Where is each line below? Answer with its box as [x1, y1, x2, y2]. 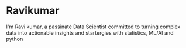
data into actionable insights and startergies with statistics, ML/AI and [6, 29, 174, 36]
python [6, 35, 23, 42]
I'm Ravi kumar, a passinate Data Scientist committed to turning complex [6, 23, 181, 30]
